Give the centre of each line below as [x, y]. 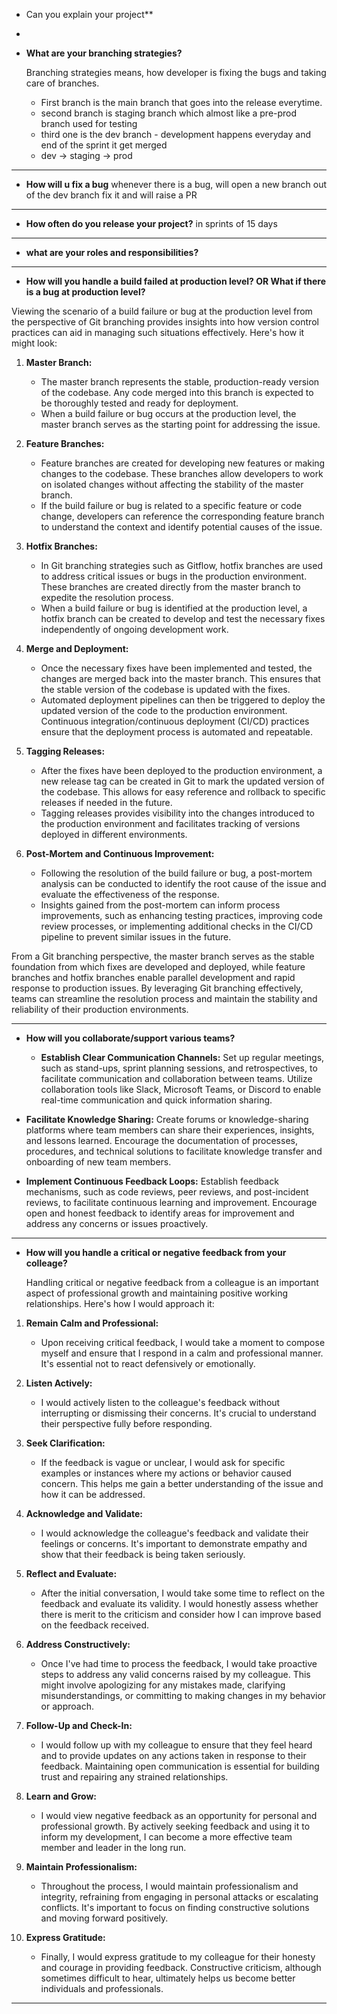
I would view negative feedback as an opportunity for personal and [179, 1815]
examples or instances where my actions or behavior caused [166, 1473]
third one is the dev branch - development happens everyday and [175, 134]
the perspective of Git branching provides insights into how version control [165, 322]
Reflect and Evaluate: [71, 1573]
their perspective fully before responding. [126, 1423]
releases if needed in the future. [106, 802]
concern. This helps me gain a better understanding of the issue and [182, 1483]
